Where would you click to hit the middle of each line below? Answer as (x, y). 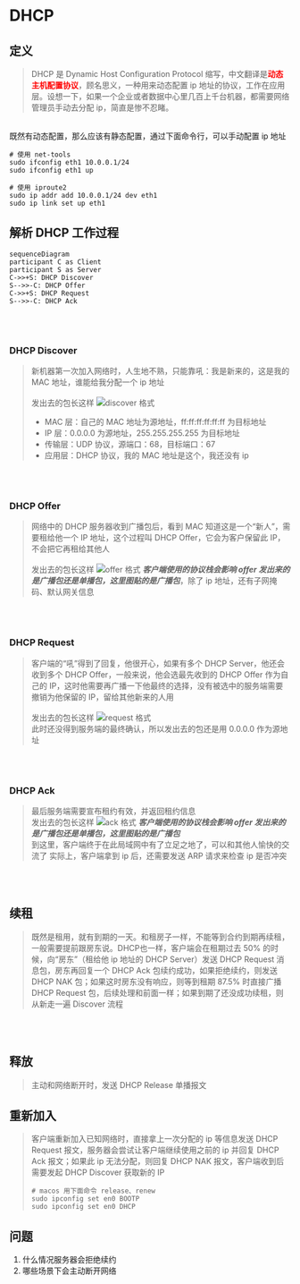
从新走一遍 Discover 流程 (77, 1004)
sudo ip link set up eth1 (57, 203)
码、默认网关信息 (62, 592)
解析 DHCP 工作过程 (64, 233)
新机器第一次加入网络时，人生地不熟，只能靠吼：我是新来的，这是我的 (160, 371)
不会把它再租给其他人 (70, 549)
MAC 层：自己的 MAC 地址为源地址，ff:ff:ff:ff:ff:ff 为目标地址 (155, 422)
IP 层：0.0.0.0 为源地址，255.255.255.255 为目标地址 (142, 433)
